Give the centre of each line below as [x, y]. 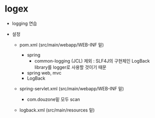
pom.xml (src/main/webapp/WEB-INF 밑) [61, 45]
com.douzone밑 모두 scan [53, 99]
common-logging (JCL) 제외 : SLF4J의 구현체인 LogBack [92, 61]
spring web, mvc [44, 73]
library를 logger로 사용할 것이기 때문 [70, 67]
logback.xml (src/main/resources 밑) [57, 110]
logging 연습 [24, 23]
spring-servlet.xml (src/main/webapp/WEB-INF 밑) [71, 88]
